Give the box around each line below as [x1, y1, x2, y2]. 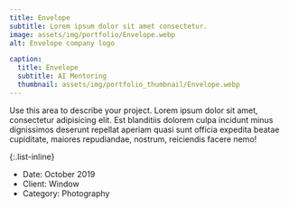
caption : [9, 55, 42, 64]
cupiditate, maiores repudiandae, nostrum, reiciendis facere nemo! [9, 133, 257, 145]
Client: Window [22, 178, 79, 189]
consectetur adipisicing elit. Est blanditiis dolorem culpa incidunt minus [9, 114, 274, 125]
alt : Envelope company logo [9, 38, 116, 48]
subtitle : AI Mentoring [17, 71, 107, 81]
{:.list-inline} [9, 151, 55, 162]
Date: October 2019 [22, 168, 96, 179]
